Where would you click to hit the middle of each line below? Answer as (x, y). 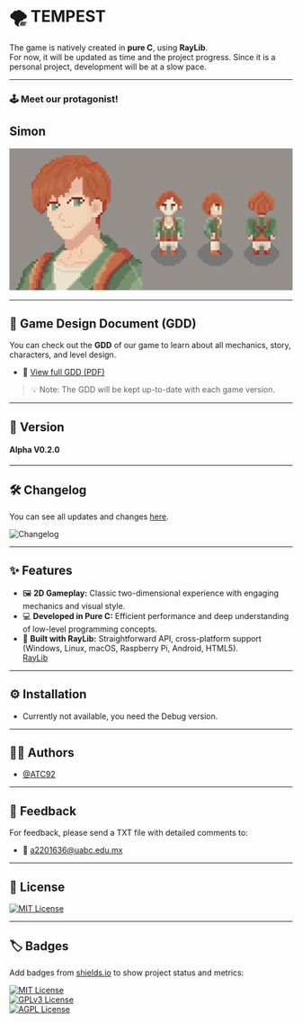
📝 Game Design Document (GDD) (103, 324)
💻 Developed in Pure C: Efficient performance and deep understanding (155, 615)
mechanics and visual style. (74, 606)
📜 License (37, 887)
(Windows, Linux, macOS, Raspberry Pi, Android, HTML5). (130, 648)
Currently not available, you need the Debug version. (120, 716)
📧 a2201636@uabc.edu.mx (72, 850)
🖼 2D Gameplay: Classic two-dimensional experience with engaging (151, 593)
